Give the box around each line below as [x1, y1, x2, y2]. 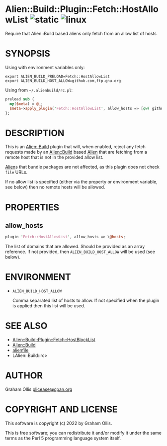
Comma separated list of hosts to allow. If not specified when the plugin [12, 297, 160, 304]
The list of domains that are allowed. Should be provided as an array [5, 244, 145, 250]
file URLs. [5, 169, 28, 175]
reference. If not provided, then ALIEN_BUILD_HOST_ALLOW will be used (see [5, 249, 156, 255]
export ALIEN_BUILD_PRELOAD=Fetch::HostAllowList [5, 74, 110, 79]
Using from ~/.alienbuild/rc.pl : [5, 87, 73, 93]
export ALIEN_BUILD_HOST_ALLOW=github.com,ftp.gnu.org [5, 78, 121, 83]
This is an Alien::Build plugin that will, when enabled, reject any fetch [5, 144, 146, 150]
